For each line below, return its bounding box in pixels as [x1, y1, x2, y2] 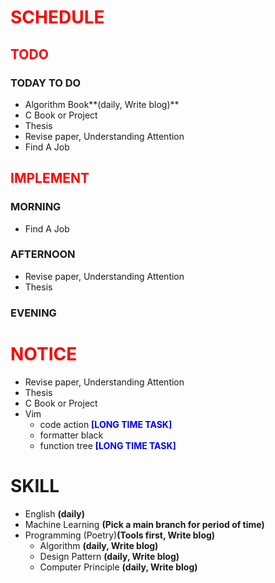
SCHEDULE [10, 6, 105, 29]
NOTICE [10, 342, 78, 365]
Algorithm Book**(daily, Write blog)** [24, 98, 180, 110]
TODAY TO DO [10, 76, 82, 90]
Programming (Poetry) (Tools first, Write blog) [24, 529, 216, 541]
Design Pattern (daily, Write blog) [39, 550, 180, 562]
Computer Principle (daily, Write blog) [39, 561, 198, 573]
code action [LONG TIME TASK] [39, 418, 173, 430]
